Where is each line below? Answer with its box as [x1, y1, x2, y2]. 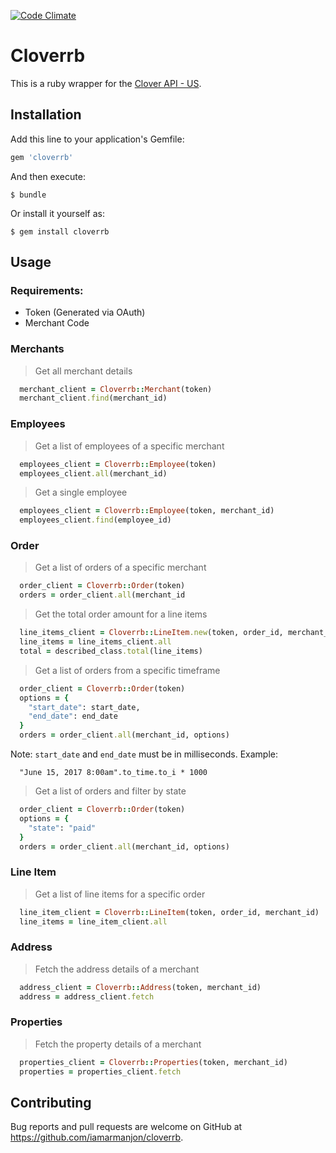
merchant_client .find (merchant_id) [19, 393, 168, 404]
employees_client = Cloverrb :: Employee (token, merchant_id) [19, 506, 275, 516]
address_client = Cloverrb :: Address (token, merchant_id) [19, 982, 262, 992]
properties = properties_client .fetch [19, 1066, 182, 1077]
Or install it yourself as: [10, 207, 105, 219]
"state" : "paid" [28, 823, 97, 833]
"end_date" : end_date [28, 711, 118, 722]
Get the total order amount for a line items [34, 608, 208, 620]
